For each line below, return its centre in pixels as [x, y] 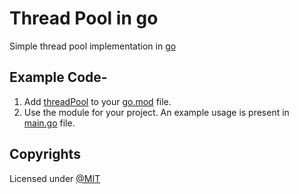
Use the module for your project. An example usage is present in [156, 112]
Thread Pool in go [84, 18]
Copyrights [45, 154]
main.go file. [49, 123]
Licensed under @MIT [55, 178]
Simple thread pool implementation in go [93, 46]
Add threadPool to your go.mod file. [97, 101]
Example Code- [58, 77]
